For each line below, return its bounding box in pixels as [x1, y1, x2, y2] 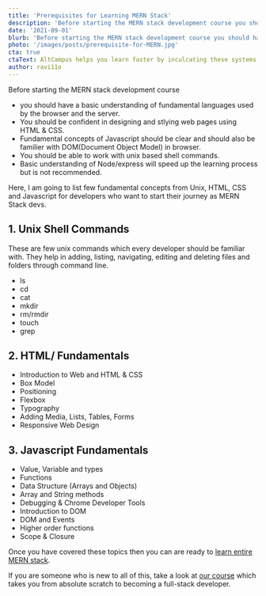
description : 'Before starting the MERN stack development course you [8, 19, 246, 27]
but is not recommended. [19, 167, 102, 177]
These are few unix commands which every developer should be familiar [8, 243, 245, 253]
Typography [19, 404, 60, 413]
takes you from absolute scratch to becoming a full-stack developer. [8, 579, 231, 589]
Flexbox [19, 395, 46, 404]
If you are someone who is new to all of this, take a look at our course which [8, 571, 256, 580]
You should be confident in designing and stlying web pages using [19, 116, 237, 127]
